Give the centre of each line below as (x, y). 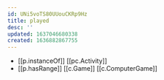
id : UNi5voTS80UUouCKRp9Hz (47, 14)
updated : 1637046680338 (43, 34)
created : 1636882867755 (43, 41)
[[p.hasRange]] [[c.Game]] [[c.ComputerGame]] (88, 69)
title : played (29, 21)
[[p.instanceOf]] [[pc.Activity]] (62, 61)
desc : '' (20, 27)
